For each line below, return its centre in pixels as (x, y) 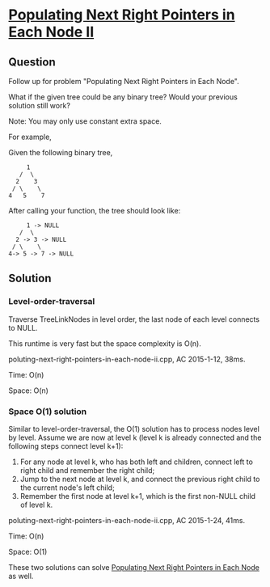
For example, (30, 137)
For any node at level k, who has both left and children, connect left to (136, 462)
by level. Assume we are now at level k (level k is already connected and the (135, 437)
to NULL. (23, 327)
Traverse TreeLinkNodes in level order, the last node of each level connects (134, 319)
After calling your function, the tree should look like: (95, 211)
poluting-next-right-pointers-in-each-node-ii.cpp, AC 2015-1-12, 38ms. (127, 359)
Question (32, 62)
